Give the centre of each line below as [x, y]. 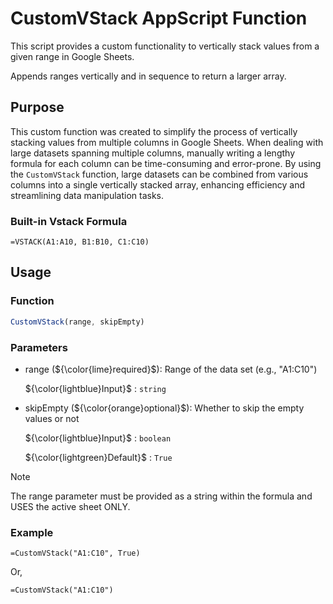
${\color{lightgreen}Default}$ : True [98, 457]
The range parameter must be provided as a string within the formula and [161, 496]
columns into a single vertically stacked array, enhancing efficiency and [158, 184]
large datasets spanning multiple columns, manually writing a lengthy [152, 153]
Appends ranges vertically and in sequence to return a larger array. [148, 76]
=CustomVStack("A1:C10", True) [75, 553]
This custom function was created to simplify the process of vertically [154, 131]
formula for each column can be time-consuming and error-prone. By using [166, 163]
